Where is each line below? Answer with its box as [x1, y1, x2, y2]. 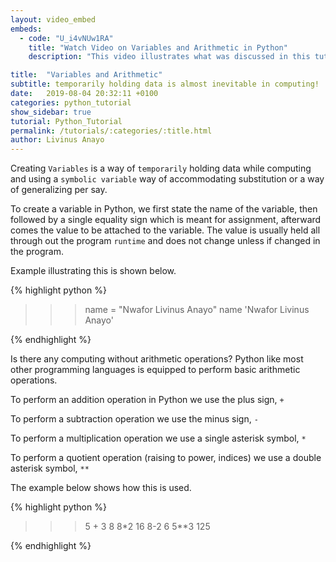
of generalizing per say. [10, 184, 108, 196]
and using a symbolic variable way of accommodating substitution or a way [10, 173, 325, 185]
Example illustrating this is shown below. [10, 265, 177, 277]
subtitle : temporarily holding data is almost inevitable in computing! [10, 79, 320, 90]
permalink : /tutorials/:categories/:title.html [10, 126, 213, 136]
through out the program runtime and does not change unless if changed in [10, 235, 321, 247]
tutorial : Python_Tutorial [10, 116, 123, 126]
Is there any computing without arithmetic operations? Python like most [10, 353, 304, 365]
